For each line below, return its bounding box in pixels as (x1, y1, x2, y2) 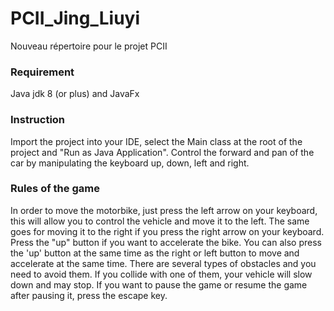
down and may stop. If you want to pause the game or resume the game (10, 278, 308, 291)
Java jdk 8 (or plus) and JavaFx (10, 88, 140, 100)
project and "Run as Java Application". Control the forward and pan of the (10, 146, 315, 158)
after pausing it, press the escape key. (10, 289, 168, 301)
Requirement (10, 65, 75, 79)
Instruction (10, 113, 66, 127)
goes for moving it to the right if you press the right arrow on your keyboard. (10, 225, 325, 237)
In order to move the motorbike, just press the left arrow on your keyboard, (10, 204, 318, 216)
